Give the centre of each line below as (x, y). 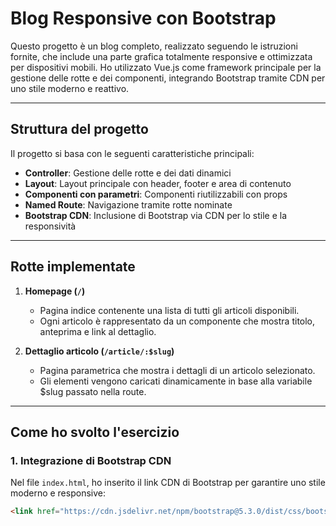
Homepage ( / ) (55, 291)
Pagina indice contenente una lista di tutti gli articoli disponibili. (169, 310)
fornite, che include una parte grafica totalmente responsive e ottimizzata (161, 56)
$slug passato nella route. (93, 391)
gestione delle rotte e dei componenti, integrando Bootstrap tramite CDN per (168, 78)
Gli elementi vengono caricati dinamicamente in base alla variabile (176, 381)
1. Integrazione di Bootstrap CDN (91, 460)
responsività (50, 226)
